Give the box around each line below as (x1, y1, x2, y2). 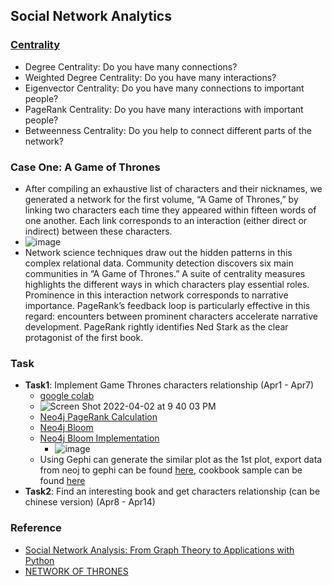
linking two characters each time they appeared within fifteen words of (24, 204, 317, 216)
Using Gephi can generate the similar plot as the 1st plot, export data (39, 454, 323, 466)
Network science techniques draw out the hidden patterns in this (24, 246, 293, 258)
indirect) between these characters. (24, 225, 173, 237)
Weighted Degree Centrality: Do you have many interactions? (24, 71, 277, 83)
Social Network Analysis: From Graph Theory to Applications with (24, 544, 295, 556)
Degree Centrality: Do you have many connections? (24, 60, 238, 73)
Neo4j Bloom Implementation (39, 432, 160, 444)
